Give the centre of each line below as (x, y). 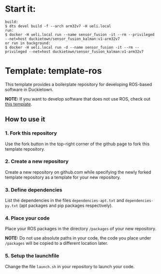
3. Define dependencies (34, 189)
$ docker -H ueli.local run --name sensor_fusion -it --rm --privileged (80, 34)
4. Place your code (27, 218)
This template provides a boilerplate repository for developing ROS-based (79, 84)
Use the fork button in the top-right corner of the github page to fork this (77, 144)
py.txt (12, 206)
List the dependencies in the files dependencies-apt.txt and (65, 201)
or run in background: (28, 43)
